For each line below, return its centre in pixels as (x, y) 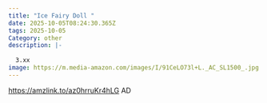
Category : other (35, 38)
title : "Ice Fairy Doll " (51, 16)
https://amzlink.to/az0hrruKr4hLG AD (70, 90)
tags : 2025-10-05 (37, 30)
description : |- (35, 46)
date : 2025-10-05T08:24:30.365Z (62, 23)
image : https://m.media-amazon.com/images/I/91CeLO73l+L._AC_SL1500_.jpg (134, 68)
